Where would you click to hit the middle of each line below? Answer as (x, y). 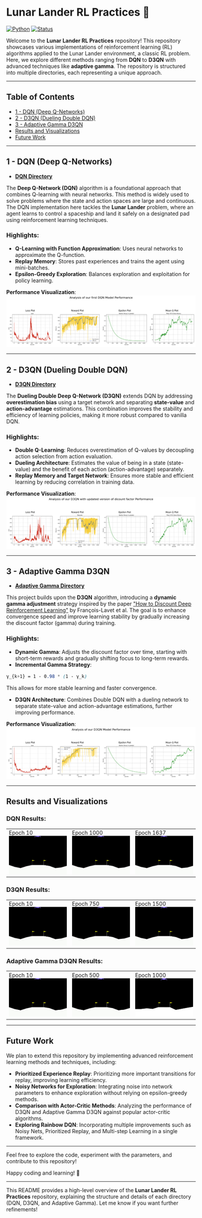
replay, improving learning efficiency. (61, 1080)
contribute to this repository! (41, 1161)
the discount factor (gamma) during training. (61, 623)
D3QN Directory (35, 384)
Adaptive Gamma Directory (50, 586)
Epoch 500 (86, 975)
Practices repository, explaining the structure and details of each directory (99, 1196)
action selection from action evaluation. (64, 457)
